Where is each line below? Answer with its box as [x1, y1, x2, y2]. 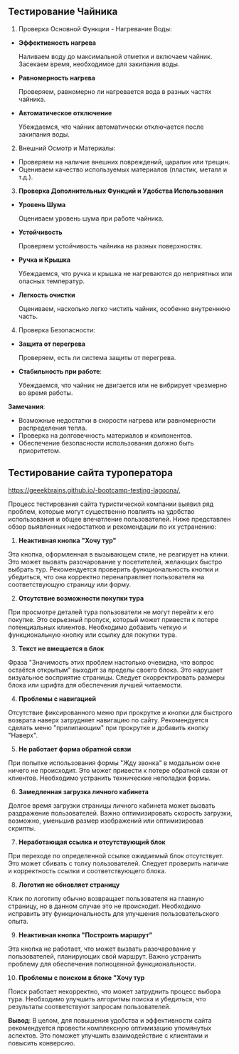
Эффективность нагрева [18, 38, 97, 47]
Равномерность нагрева [18, 73, 95, 82]
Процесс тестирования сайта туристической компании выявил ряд [8, 500, 214, 508]
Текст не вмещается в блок [18, 644, 105, 653]
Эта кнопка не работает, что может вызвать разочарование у [8, 944, 196, 953]
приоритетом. [18, 446, 61, 455]
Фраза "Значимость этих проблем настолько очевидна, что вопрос [8, 658, 215, 666]
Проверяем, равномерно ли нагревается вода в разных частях [18, 87, 212, 95]
